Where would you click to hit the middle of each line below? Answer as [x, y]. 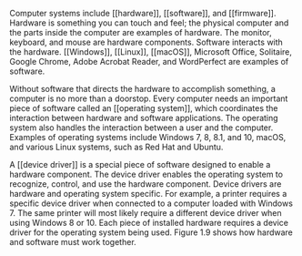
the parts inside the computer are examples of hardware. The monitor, [141, 32]
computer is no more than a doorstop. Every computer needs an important [149, 98]
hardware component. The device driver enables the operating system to [146, 174]
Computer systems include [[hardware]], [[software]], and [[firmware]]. [143, 13]
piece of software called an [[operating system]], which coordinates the [144, 108]
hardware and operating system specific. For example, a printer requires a [148, 194]
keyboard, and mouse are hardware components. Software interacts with [146, 42]
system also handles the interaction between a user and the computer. [141, 128]
